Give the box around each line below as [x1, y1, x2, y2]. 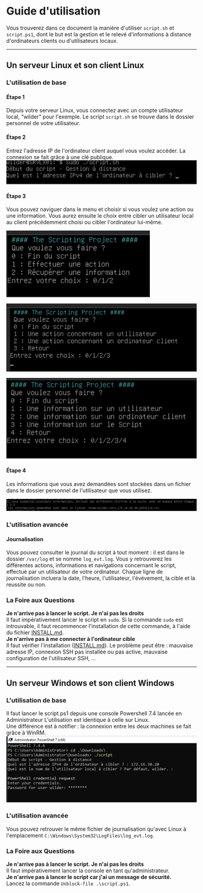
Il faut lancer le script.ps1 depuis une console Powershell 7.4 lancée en [6, 710, 182, 717]
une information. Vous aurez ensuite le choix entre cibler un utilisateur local [6, 212, 194, 219]
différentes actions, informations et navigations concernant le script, [6, 562, 176, 569]
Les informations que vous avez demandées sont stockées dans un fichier [6, 480, 192, 487]
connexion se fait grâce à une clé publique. [6, 153, 114, 161]
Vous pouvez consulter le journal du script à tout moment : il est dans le [6, 549, 185, 556]
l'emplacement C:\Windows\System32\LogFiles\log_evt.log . [6, 831, 155, 839]
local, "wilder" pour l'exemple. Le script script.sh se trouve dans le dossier [6, 113, 195, 120]
